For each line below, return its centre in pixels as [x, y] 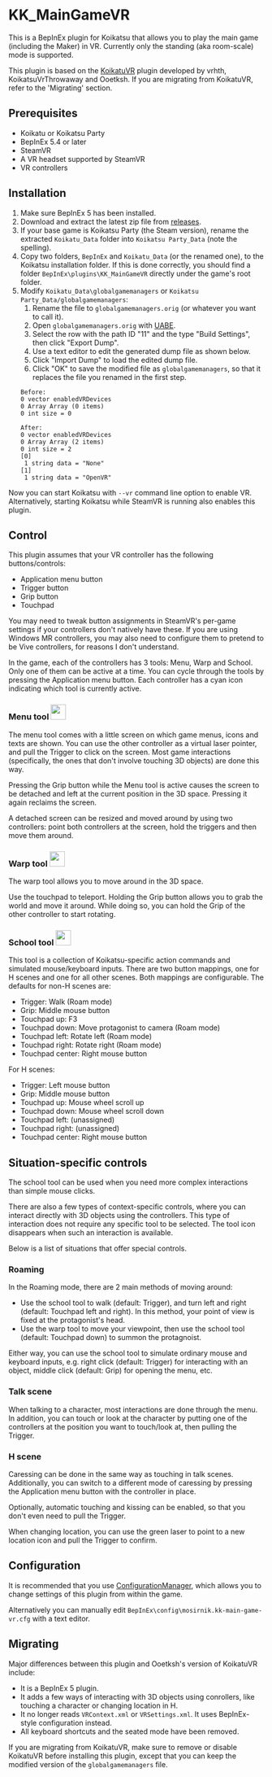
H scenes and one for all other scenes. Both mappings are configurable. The [136, 977]
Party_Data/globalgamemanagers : [74, 299]
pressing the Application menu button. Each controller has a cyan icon [126, 680]
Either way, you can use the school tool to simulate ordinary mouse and [128, 1353]
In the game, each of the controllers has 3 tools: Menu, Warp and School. [131, 663]
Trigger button [44, 588]
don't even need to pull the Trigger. [67, 1516]
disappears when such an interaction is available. [91, 1233]
